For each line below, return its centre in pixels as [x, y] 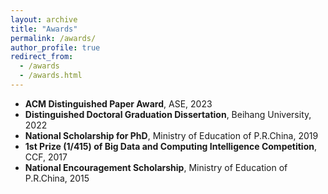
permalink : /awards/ [53, 38]
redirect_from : [42, 57]
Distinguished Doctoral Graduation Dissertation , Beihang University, [168, 114]
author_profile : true [55, 47]
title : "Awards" [44, 29]
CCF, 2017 [46, 157]
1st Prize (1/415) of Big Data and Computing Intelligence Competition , [170, 146]
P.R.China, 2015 [57, 178]
